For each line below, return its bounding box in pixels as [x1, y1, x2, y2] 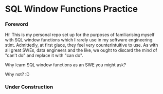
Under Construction [5, 84, 54, 91]
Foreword [5, 21, 28, 28]
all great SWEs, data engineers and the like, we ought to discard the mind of [5, 47, 157, 53]
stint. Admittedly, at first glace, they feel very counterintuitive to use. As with [5, 42, 158, 48]
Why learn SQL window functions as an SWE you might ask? [5, 62, 127, 68]
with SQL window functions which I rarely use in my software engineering [5, 37, 153, 43]
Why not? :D [5, 72, 30, 77]
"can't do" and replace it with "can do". [5, 53, 84, 58]
